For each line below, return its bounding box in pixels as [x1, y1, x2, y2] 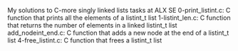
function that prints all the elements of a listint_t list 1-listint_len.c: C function [7, 13, 231, 22]
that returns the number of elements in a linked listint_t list [7, 21, 177, 29]
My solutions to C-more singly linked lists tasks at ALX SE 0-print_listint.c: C [7, 6, 231, 14]
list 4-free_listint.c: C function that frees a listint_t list [7, 36, 162, 45]
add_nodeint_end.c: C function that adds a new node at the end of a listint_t [7, 28, 229, 37]
